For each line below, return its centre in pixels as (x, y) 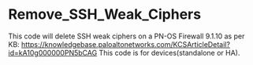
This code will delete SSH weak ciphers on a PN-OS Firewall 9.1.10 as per (126, 36)
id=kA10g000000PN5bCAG (53, 52)
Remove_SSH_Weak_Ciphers (105, 14)
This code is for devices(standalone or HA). (169, 52)
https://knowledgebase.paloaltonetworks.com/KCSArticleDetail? (126, 44)
